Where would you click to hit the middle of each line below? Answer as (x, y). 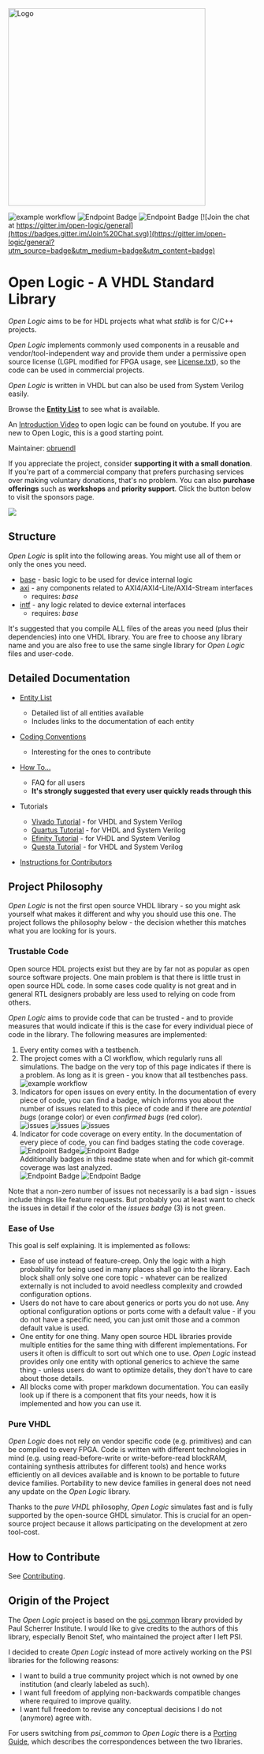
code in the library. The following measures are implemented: (108, 1034)
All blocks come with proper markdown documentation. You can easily (134, 1386)
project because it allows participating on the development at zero (140, 1524)
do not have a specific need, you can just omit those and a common (130, 1319)
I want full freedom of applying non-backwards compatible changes (130, 1692)
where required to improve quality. (75, 1701)
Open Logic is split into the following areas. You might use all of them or (125, 556)
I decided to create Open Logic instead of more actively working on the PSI (130, 1652)
